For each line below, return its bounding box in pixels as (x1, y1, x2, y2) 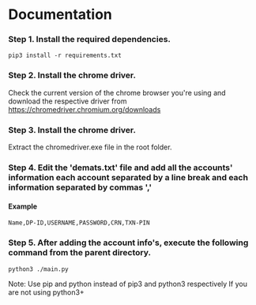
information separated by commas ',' (8, 182, 152, 193)
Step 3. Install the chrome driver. (8, 124, 137, 135)
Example (8, 201, 38, 211)
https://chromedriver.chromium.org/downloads (8, 104, 161, 114)
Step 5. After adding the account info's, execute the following (8, 237, 249, 248)
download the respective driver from (8, 96, 127, 106)
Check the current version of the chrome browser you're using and (8, 88, 227, 97)
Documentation (8, 6, 113, 24)
